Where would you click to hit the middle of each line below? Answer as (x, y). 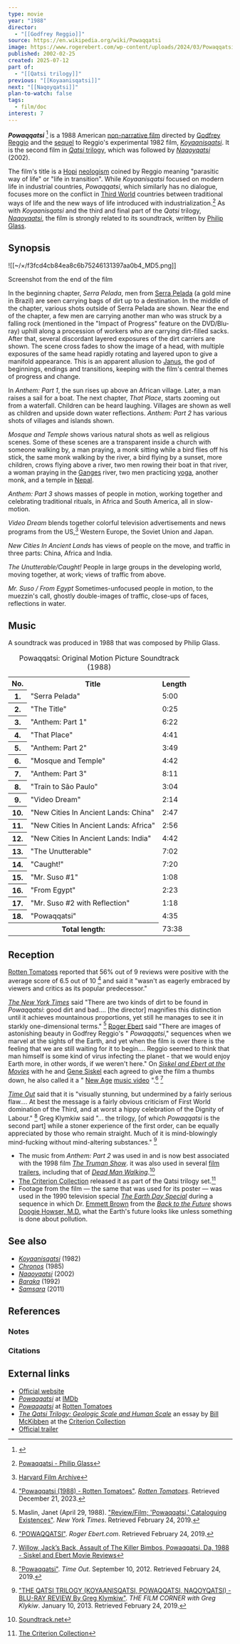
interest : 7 (26, 113)
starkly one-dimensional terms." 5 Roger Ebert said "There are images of (115, 1025)
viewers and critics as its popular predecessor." (78, 988)
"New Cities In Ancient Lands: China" (93, 813)
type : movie (26, 14)
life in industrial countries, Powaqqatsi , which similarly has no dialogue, (113, 187)
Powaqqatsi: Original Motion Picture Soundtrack (99, 659)
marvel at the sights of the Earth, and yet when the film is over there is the (116, 1041)
